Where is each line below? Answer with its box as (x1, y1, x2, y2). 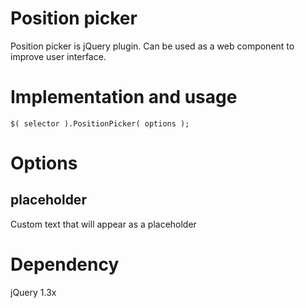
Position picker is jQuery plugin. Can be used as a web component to (10, 40, 295, 52)
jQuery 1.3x (10, 286, 57, 298)
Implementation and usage (10, 86, 238, 109)
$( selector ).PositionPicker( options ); (10, 118, 190, 129)
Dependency (10, 253, 120, 276)
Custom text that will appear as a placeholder (10, 218, 197, 230)
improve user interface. (10, 50, 107, 62)
